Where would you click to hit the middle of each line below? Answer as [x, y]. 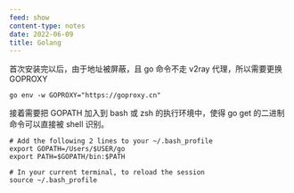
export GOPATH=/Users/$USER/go [67, 149]
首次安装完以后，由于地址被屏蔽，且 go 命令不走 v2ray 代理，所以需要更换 [146, 69]
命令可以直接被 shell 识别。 [59, 124]
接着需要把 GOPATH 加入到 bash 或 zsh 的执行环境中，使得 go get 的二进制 [147, 113]
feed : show [29, 17]
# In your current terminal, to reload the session [107, 172]
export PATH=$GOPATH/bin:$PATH [67, 157]
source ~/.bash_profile [53, 180]
